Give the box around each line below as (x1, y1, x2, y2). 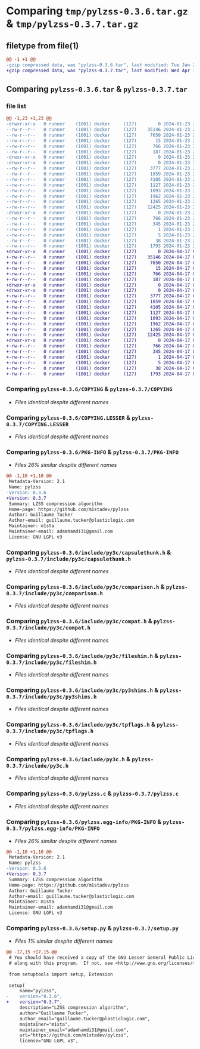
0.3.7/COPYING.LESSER (6, 421, 69, 427)
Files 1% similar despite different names (14, 937, 113, 945)
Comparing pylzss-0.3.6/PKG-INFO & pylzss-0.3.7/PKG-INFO (6, 448, 179, 456)
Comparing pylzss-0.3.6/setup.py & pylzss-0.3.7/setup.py (6, 924, 179, 932)
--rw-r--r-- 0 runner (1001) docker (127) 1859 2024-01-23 (6, 171, 190, 177)
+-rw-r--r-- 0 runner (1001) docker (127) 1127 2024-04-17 (6, 309, 190, 316)
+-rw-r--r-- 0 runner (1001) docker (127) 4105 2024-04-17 (6, 304, 190, 310)
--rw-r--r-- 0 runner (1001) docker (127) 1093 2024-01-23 (6, 187, 190, 193)
